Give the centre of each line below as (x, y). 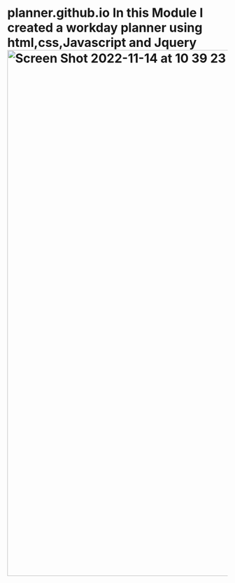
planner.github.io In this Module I (105, 13)
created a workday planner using (105, 28)
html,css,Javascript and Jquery (102, 43)
